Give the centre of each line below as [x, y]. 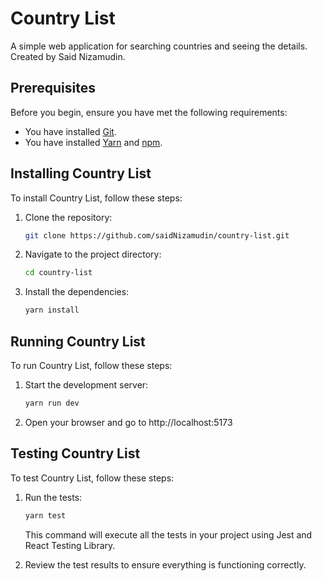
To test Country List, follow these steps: [92, 478]
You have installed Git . [70, 131]
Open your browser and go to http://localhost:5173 [128, 422]
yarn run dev [52, 403]
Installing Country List [81, 173]
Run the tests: [53, 497]
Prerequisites [53, 88]
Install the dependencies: [77, 292]
